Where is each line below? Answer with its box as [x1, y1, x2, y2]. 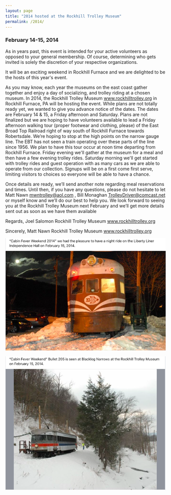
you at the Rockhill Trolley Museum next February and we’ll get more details [5, 202, 164, 209]
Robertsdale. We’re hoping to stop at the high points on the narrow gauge [5, 133, 159, 139]
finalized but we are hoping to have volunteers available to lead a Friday [5, 116, 156, 123]
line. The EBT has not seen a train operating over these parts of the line [5, 138, 155, 145]
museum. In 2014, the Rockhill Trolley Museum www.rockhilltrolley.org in [5, 95, 157, 101]
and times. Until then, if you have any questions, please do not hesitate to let [5, 186, 166, 193]
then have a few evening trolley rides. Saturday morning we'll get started [5, 155, 158, 161]
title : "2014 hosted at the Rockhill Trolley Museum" [5, 13, 122, 19]
